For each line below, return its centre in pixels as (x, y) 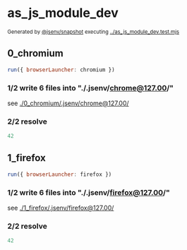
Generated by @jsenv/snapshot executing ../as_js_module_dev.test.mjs (93, 32)
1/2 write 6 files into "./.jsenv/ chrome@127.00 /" (91, 88)
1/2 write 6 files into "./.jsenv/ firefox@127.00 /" (89, 192)
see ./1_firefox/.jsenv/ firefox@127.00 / (61, 208)
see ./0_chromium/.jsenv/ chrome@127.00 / (68, 103)
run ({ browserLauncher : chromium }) (61, 70)
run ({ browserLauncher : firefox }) (60, 174)
